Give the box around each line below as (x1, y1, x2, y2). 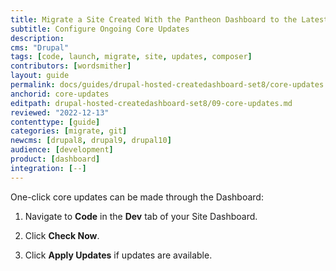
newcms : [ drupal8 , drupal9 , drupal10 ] (10, 136, 172, 146)
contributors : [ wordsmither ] (10, 61, 132, 71)
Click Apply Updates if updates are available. (24, 249, 213, 261)
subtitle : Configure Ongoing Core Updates (10, 24, 190, 34)
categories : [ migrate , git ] (10, 126, 128, 136)
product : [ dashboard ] (10, 154, 101, 164)
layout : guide (10, 71, 70, 81)
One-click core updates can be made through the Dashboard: (10, 191, 264, 203)
